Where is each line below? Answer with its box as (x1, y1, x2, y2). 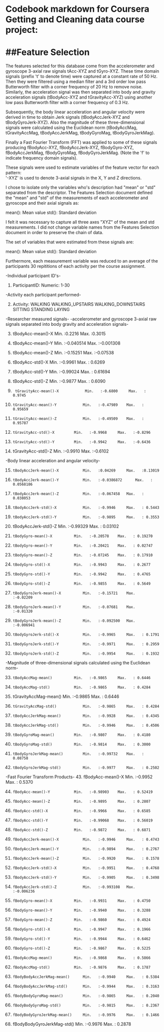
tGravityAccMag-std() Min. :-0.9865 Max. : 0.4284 (12, 704, 160, 709)
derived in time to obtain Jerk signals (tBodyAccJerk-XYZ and (5, 114, 130, 120)
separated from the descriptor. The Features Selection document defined (5, 190, 153, 196)
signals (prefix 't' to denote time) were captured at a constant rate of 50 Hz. (5, 74, 158, 79)
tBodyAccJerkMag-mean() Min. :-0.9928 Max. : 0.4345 (12, 714, 160, 718)
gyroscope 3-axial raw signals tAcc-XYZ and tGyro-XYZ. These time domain (5, 68, 160, 74)
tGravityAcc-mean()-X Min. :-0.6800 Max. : (15, 389, 146, 394)
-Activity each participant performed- (5, 292, 81, 298)
